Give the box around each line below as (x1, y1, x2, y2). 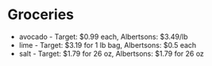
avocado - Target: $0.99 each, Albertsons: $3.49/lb (18, 32, 188, 41)
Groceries (7, 6, 75, 24)
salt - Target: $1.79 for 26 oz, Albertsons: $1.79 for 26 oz (18, 49, 204, 58)
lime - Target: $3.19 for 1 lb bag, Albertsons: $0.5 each (18, 40, 197, 49)
